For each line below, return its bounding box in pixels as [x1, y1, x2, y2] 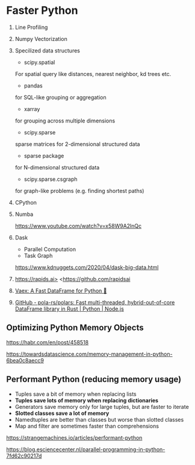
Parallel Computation [23, 245, 76, 253]
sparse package [23, 152, 64, 159]
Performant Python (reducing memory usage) [6, 375, 182, 385]
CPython [14, 198, 37, 206]
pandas [23, 82, 43, 89]
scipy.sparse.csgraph [23, 176, 78, 183]
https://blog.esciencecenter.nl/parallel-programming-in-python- [6, 446, 166, 453]
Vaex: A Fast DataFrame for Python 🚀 [14, 287, 107, 294]
